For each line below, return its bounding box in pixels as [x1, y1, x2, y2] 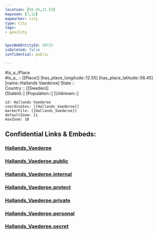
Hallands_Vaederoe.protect [5, 184, 71, 191]
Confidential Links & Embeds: [5, 130, 96, 138]
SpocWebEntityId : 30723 [5, 43, 53, 48]
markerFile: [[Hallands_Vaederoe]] [5, 108, 77, 113]
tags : [5, 25, 16, 30]
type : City [5, 20, 27, 26]
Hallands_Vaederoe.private [5, 197, 70, 204]
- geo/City [5, 30, 27, 35]
